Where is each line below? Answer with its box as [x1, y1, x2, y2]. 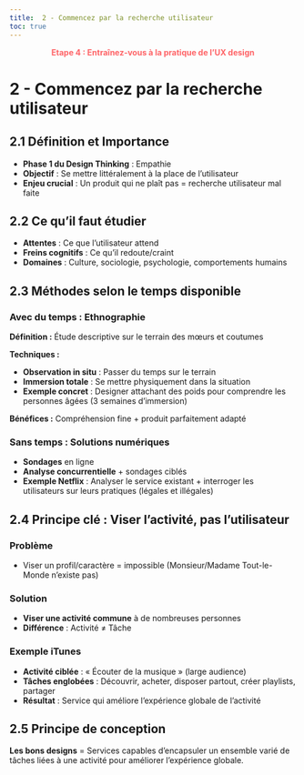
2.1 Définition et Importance [9, 134, 170, 150]
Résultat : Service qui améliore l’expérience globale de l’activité [22, 695, 261, 706]
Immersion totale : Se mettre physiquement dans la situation [22, 377, 251, 387]
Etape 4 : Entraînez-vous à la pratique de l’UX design [51, 46, 255, 57]
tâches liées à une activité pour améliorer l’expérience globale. [9, 755, 244, 766]
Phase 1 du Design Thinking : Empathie [22, 158, 172, 169]
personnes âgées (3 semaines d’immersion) [22, 396, 188, 406]
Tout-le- [241, 559, 273, 570]
